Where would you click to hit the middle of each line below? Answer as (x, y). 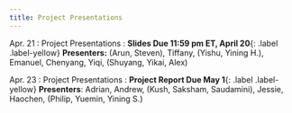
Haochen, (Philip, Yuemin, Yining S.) (76, 99)
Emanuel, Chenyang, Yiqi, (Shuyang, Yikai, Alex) (99, 62)
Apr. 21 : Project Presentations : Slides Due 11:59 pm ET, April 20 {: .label (144, 43)
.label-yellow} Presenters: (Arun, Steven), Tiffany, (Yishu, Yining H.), (137, 52)
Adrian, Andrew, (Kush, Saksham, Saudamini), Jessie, (184, 89)
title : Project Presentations (66, 17)
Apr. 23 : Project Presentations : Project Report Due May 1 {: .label (132, 79)
